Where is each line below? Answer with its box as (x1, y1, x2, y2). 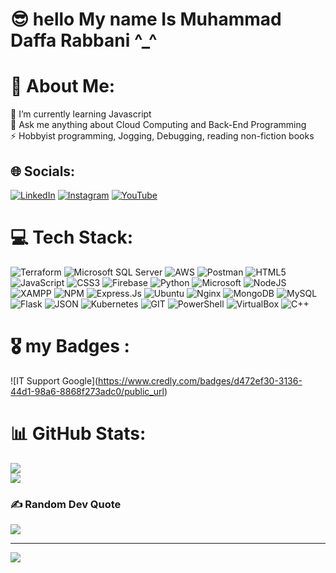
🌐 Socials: (10, 163, 76, 180)
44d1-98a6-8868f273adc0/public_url (10, 385, 165, 397)
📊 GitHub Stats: (10, 423, 147, 445)
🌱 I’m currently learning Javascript (10, 108, 152, 120)
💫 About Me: (10, 75, 116, 98)
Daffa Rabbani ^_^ (10, 29, 158, 52)
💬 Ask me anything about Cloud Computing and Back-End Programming (10, 119, 307, 131)
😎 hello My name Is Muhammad (10, 8, 282, 31)
